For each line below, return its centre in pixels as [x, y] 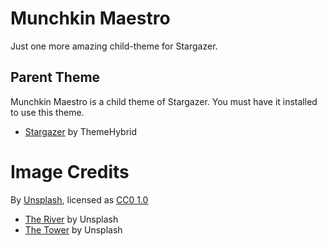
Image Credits [70, 171]
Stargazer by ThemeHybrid [81, 131]
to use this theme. [47, 112]
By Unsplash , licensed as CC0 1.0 [79, 199]
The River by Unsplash [71, 219]
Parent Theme [55, 77]
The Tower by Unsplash [73, 229]
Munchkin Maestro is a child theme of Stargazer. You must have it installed [164, 101]
